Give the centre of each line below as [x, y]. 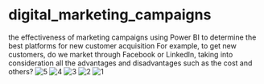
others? [21, 71]
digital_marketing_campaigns [110, 15]
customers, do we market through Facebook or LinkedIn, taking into [121, 54]
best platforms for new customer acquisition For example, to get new [123, 45]
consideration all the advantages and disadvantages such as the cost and [130, 63]
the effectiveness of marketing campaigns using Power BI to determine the [132, 37]
